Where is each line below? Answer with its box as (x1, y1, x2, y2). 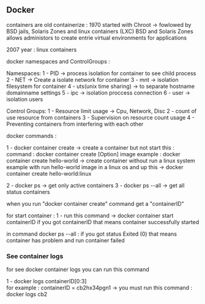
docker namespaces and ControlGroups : (6, 57, 110, 65)
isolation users (6, 95, 43, 103)
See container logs (6, 252, 64, 260)
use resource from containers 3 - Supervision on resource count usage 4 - (6, 114, 195, 121)
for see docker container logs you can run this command (6, 266, 150, 273)
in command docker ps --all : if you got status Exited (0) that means (6, 230, 177, 237)
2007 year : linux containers (6, 46, 77, 53)
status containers (6, 188, 50, 195)
